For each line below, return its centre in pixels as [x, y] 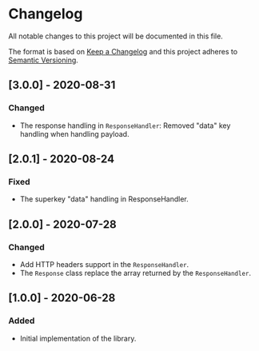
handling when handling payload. [74, 134]
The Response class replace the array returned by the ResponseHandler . [135, 273]
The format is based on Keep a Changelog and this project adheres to [123, 51]
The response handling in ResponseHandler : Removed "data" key [125, 126]
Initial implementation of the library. [78, 338]
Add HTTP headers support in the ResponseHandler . [104, 264]
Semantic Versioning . [43, 60]
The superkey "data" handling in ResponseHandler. [104, 199]
